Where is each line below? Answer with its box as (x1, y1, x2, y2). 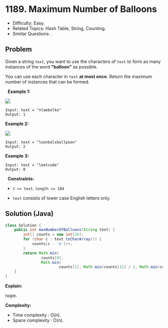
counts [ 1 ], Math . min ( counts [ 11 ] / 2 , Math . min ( (58, 264, 160, 269)
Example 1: (7, 88, 31, 94)
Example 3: (5, 152, 29, 158)
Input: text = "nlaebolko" (5, 107, 61, 112)
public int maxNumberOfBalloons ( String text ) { (14, 227, 115, 232)
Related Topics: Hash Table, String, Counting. (12, 25, 106, 31)
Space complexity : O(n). (12, 317, 64, 323)
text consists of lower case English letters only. (12, 195, 111, 201)
